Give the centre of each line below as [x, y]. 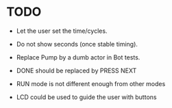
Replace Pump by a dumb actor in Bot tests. [78, 57]
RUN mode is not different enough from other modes [91, 83]
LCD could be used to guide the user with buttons [86, 97]
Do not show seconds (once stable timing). [77, 44]
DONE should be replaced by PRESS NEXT [76, 70]
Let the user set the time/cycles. [62, 31]
